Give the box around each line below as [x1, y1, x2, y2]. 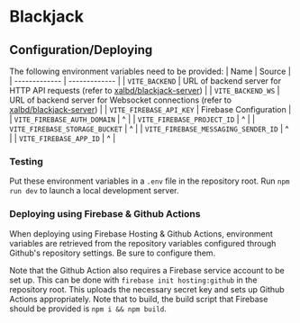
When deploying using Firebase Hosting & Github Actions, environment [9, 228, 273, 239]
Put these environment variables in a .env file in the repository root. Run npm [9, 175, 290, 186]
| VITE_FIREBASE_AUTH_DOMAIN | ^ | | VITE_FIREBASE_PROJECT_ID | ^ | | [9, 114, 255, 124]
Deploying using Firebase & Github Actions [9, 208, 201, 220]
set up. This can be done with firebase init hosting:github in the [9, 274, 258, 285]
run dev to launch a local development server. [9, 185, 179, 196]
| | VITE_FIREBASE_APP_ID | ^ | [9, 133, 116, 143]
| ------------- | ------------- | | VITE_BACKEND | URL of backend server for [9, 76, 282, 86]
